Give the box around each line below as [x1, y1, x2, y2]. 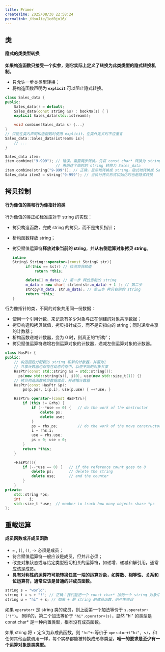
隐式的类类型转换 [5, 50, 40, 57]
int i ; [14, 496, 34, 502]
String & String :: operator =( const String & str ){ [12, 260, 112, 265]
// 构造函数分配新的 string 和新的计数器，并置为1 [14, 360, 107, 365]
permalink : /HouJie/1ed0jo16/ [5, 16, 67, 21]
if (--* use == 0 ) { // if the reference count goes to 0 [23, 464, 146, 470]
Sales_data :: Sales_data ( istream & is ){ [5, 136, 84, 141]
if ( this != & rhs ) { [23, 401, 65, 406]
